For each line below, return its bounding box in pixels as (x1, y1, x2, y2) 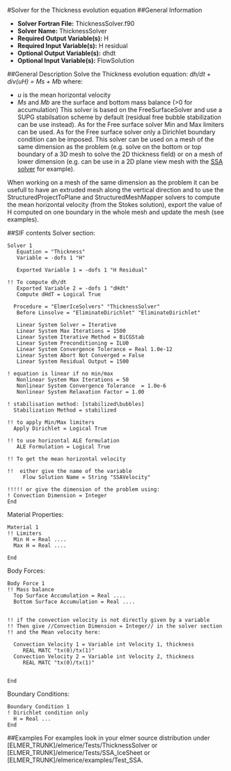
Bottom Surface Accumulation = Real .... (13, 598, 136, 605)
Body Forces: (7, 567, 45, 575)
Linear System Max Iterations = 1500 (16, 327, 127, 334)
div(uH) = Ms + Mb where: (7, 77, 83, 86)
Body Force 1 (7, 580, 45, 587)
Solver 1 (7, 242, 33, 249)
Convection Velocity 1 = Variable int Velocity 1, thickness (13, 641, 195, 648)
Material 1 (7, 524, 39, 531)
